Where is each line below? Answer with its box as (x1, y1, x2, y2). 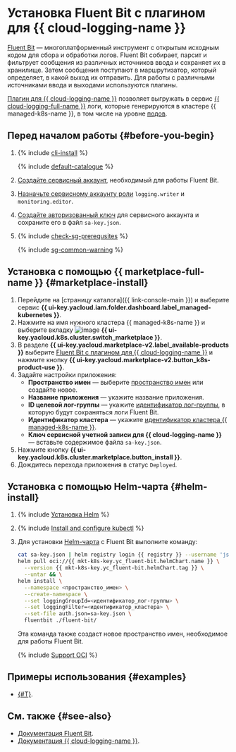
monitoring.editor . (17, 197, 74, 205)
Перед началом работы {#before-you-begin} (7, 130, 215, 142)
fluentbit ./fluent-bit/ (24, 617, 97, 624)
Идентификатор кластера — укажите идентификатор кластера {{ (27, 415, 228, 424)
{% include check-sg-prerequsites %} (17, 231, 129, 240)
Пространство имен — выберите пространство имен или (27, 378, 204, 386)
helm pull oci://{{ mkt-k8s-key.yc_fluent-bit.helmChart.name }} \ (17, 558, 220, 565)
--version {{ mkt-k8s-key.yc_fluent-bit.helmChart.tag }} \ (24, 565, 204, 572)
